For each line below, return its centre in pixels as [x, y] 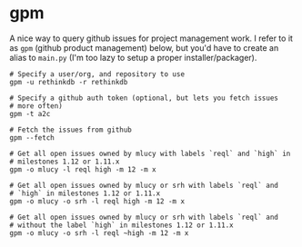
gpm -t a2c [30, 114]
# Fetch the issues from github [70, 130]
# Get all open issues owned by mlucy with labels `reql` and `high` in [150, 153]
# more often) [36, 106]
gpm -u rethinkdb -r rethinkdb [69, 82]
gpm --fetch [32, 138]
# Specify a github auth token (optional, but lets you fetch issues [144, 98]
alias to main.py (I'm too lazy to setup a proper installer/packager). [133, 57]
